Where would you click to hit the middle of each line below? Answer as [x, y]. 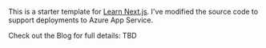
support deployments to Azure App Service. [81, 20]
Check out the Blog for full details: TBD [73, 36]
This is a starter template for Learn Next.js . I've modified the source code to [133, 12]
